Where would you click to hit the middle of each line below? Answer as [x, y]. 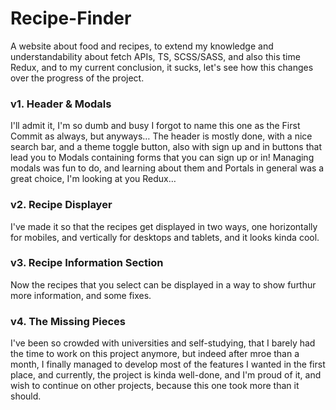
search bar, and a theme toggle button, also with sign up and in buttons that [166, 147]
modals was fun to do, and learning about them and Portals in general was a [167, 168]
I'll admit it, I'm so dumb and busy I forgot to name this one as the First [155, 126]
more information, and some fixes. [81, 295]
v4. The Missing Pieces [68, 321]
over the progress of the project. [77, 78]
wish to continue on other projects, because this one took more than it [155, 386]
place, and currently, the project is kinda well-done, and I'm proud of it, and [166, 375]
